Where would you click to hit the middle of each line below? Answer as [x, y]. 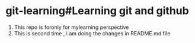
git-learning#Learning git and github [97, 11]
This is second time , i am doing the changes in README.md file [92, 33]
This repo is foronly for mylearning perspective [71, 27]
